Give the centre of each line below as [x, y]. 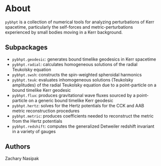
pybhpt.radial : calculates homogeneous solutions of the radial [75, 64]
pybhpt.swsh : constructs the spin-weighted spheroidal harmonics [77, 75]
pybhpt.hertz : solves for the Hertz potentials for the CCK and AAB [78, 105]
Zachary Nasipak [22, 158]
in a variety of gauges [34, 131]
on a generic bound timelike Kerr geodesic [71, 100]
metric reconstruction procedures [46, 111]
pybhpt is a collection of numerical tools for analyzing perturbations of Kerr [80, 22]
